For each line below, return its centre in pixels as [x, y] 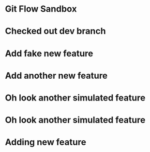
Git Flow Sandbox [41, 9]
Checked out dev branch [55, 31]
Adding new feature [45, 142]
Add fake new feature [49, 53]
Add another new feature [56, 76]
